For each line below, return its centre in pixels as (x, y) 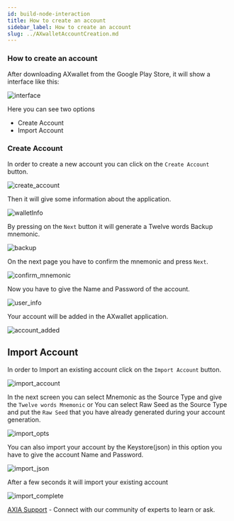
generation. (24, 420)
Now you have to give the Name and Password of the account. (99, 288)
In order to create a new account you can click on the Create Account (108, 164)
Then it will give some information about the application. (89, 198)
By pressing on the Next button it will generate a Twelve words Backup (110, 226)
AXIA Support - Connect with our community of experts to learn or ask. (111, 509)
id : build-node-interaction (49, 14)
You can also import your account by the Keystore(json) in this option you (115, 447)
